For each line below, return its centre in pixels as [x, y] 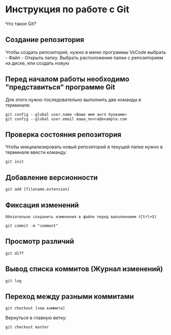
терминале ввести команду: [36, 152]
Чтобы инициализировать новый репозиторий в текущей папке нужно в [84, 147]
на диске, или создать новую [37, 63]
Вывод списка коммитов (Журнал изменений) [84, 269]
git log [14, 281]
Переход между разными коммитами [70, 297]
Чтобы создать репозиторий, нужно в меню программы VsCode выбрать [86, 52]
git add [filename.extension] [38, 189]
